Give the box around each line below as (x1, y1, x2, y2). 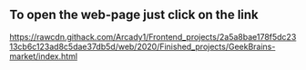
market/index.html (9, 50, 78, 62)
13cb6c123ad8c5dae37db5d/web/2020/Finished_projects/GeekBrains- (9, 41, 276, 52)
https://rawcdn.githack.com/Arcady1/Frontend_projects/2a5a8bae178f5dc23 (9, 31, 297, 42)
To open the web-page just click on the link (9, 7, 260, 23)
